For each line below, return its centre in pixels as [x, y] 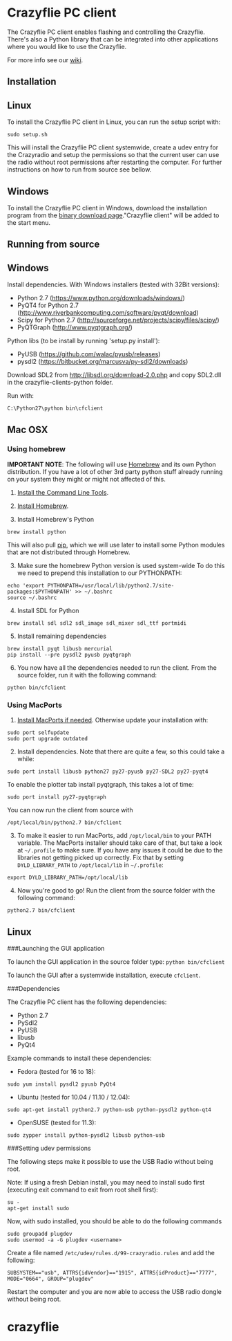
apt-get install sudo [38, 1208]
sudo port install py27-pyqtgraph [57, 797]
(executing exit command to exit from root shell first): [83, 1189]
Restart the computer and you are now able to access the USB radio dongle [115, 1291]
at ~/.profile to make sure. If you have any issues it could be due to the [120, 850]
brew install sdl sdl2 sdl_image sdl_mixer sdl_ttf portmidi [97, 623]
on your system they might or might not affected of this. [86, 479]
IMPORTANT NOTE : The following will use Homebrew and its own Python [112, 464]
